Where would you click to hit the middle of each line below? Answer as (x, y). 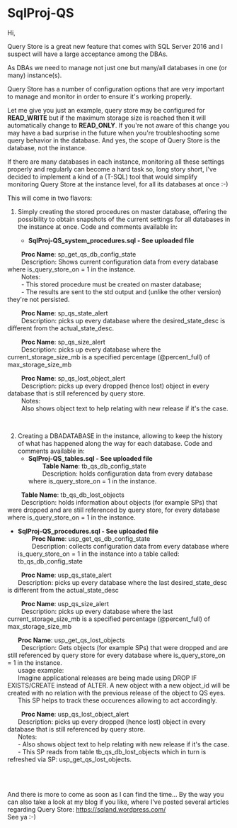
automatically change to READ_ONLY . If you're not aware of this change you (118, 125)
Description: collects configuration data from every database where (130, 546)
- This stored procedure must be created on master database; (111, 284)
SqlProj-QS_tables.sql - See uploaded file (91, 458)
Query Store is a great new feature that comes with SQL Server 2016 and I (115, 46)
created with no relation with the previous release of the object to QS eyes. (116, 693)
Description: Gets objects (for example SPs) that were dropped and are (125, 647)
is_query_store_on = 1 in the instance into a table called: (98, 554)
